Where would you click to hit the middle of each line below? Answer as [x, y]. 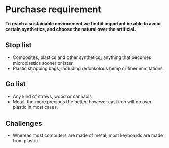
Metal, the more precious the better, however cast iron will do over [82, 102]
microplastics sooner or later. [43, 63]
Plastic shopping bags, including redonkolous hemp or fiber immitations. [88, 68]
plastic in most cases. [35, 107]
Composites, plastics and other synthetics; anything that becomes [82, 57]
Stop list [19, 45]
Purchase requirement [53, 9]
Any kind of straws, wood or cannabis [52, 96]
